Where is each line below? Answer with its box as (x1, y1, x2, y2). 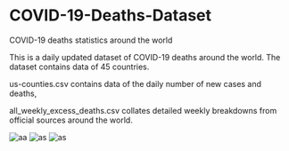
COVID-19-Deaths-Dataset (9, 5, 212, 26)
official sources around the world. (9, 115, 134, 125)
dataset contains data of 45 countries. (9, 61, 150, 72)
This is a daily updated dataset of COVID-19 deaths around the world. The (9, 52, 281, 62)
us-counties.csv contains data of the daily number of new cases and (9, 78, 261, 89)
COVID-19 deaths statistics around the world (9, 35, 173, 45)
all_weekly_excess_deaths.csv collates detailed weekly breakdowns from (9, 105, 277, 115)
